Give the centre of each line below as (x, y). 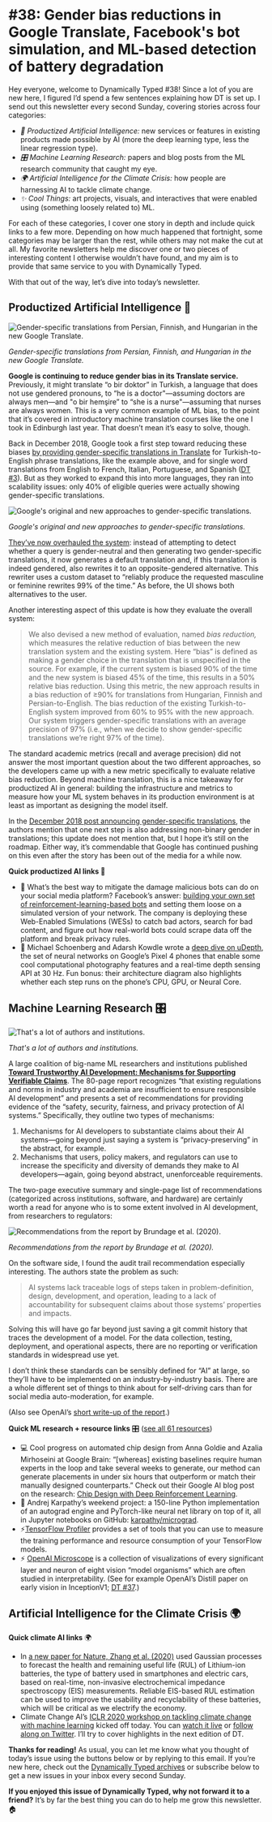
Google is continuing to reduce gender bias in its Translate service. (123, 376)
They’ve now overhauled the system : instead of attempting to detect (122, 542)
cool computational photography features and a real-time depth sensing (140, 965)
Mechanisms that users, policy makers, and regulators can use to (129, 1157)
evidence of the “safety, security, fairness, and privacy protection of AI (126, 1107)
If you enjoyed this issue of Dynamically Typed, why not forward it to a (129, 1791)
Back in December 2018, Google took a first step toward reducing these (127, 443)
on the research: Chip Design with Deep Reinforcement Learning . (129, 1494)
